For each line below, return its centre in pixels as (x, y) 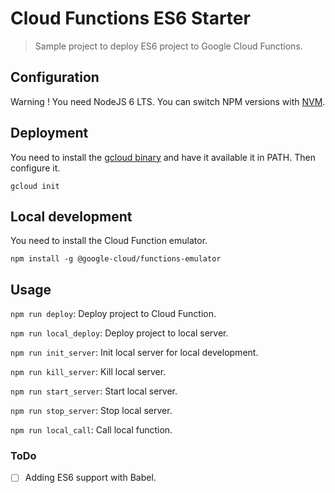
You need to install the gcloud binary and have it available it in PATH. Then (163, 157)
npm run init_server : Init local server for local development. (134, 353)
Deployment (49, 133)
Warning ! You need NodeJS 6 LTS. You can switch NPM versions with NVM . (168, 101)
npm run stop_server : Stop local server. (91, 411)
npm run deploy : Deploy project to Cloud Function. (113, 314)
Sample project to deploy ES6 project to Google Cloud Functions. (168, 46)
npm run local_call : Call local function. (91, 430)
